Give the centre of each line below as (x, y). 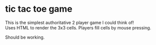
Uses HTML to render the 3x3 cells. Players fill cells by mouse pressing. (78, 27)
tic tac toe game (39, 9)
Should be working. (25, 37)
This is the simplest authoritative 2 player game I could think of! (70, 22)
